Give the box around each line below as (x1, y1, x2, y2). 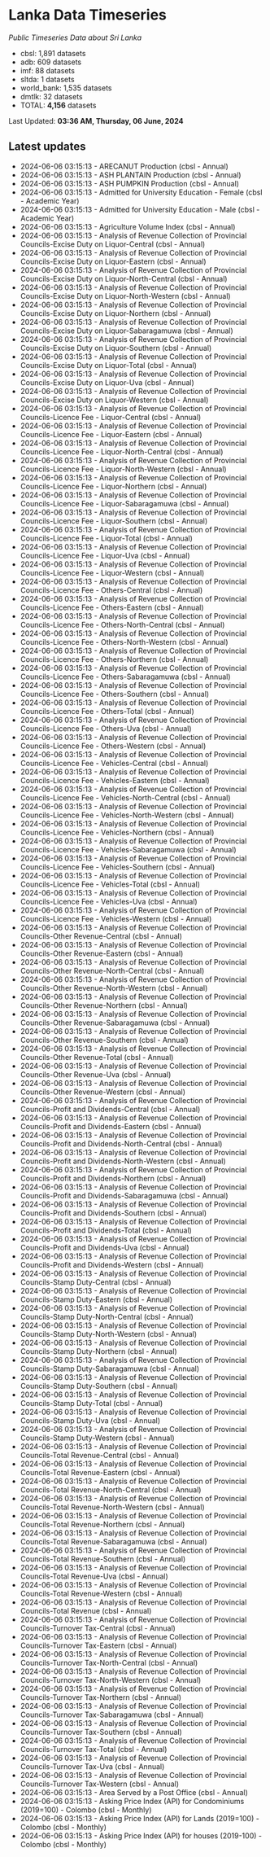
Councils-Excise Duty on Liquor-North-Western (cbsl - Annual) (20, 291, 231, 300)
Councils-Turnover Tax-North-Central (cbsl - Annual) (20, 1658, 198, 1667)
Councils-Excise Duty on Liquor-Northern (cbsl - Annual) (20, 308, 211, 318)
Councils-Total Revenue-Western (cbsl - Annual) (20, 1588, 183, 1598)
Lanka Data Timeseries (8, 6, 167, 24)
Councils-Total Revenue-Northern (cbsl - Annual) (20, 1519, 185, 1529)
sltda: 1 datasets (20, 74, 75, 84)
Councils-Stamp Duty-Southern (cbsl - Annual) (20, 1381, 178, 1391)
